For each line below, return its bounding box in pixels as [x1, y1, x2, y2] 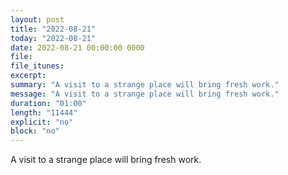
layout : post [10, 14, 65, 25]
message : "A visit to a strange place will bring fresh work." [10, 89, 280, 99]
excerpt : [10, 71, 47, 81]
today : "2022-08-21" [10, 33, 97, 43]
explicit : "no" [10, 117, 74, 127]
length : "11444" [10, 107, 78, 118]
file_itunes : [10, 61, 65, 71]
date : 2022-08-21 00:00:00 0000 [10, 42, 145, 53]
